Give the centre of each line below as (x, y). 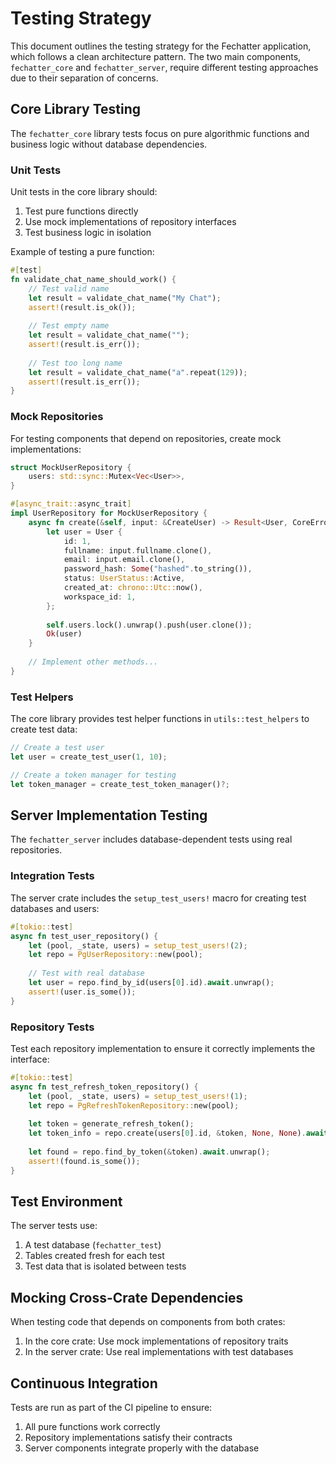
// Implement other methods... (93, 662)
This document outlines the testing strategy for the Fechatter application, (161, 46)
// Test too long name (75, 363)
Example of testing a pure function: (82, 252)
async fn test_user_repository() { (84, 936)
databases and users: (55, 908)
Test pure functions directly (81, 211)
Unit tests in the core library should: (84, 192)
